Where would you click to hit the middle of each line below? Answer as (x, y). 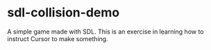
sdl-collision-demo (64, 13)
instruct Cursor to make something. (58, 38)
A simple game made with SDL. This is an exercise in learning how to (105, 32)
